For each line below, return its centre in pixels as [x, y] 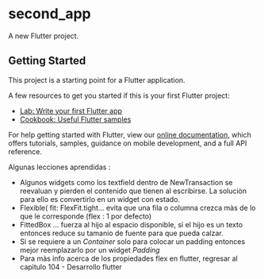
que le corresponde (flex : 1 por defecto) [86, 216]
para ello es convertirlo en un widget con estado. [100, 199]
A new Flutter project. [44, 36]
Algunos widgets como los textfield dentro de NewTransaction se [126, 182]
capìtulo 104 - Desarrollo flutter [71, 266]
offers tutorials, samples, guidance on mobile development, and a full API [128, 143]
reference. [25, 151]
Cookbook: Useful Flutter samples [75, 119]
